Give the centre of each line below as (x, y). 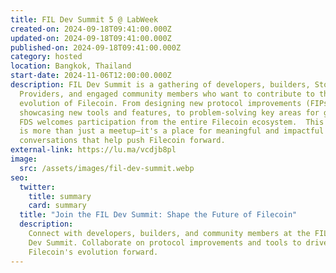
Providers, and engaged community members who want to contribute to (167, 94)
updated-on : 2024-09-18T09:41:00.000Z (91, 38)
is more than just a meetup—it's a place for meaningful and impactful (172, 131)
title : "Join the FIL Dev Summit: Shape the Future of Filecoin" (158, 215)
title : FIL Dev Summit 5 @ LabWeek (84, 19)
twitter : (37, 187)
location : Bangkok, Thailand (71, 66)
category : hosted (46, 57)
